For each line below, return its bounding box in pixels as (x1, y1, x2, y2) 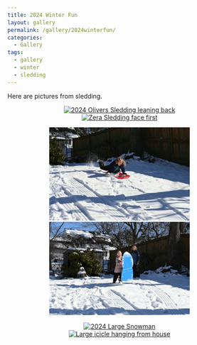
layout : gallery (7, 18, 55, 26)
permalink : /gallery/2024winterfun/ (7, 26, 116, 33)
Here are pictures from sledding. (7, 92, 103, 100)
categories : (7, 34, 43, 41)
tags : (7, 49, 23, 56)
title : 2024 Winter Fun (7, 11, 78, 18)
